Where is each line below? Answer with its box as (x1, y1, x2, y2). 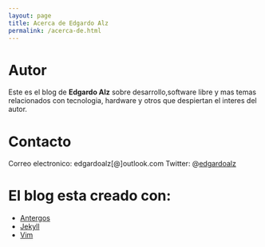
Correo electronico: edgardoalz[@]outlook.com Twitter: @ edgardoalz (8, 159, 237, 169)
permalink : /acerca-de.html (8, 26, 102, 34)
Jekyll (19, 221, 40, 232)
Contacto (8, 133, 72, 150)
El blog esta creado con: (8, 187, 172, 205)
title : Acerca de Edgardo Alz (8, 19, 109, 27)
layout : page (8, 11, 52, 20)
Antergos (19, 213, 50, 223)
